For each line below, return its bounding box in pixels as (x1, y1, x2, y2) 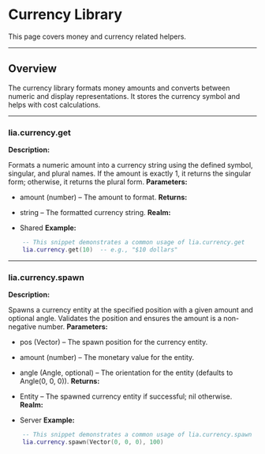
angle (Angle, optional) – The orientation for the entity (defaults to (19, 368, 233, 377)
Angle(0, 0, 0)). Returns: (19, 376, 100, 386)
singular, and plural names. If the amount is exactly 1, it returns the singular (8, 168, 252, 179)
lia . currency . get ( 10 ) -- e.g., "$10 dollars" (22, 245, 178, 254)
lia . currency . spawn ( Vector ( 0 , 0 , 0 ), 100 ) (22, 437, 164, 446)
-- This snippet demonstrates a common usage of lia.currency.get (22, 239, 245, 247)
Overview (8, 62, 58, 76)
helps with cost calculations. (8, 100, 101, 109)
